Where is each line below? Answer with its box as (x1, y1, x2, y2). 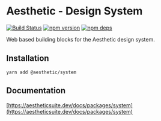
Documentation (6, 85, 66, 96)
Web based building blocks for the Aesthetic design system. (6, 36, 155, 43)
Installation (6, 53, 49, 64)
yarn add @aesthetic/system (6, 69, 77, 75)
